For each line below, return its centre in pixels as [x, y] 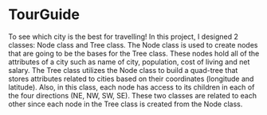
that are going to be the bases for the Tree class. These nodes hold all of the [134, 53]
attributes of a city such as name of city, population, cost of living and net [129, 62]
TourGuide [44, 15]
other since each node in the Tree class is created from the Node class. [126, 104]
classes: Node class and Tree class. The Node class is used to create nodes [133, 44]
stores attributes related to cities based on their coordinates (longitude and [131, 79]
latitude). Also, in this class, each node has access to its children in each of [132, 87]
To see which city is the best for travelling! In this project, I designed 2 [124, 36]
